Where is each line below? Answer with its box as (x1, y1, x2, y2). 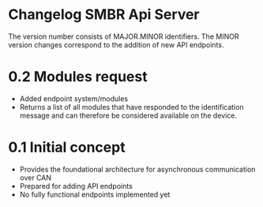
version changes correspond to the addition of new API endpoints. (8, 40, 224, 49)
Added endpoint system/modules (19, 93, 129, 103)
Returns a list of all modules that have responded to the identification (19, 102, 244, 111)
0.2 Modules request (8, 68, 148, 86)
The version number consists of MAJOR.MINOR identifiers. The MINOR (8, 32, 239, 41)
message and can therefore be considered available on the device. (19, 111, 237, 120)
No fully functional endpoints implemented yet (19, 190, 171, 199)
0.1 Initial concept (8, 138, 126, 156)
